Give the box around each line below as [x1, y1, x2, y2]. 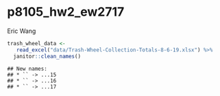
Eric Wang [7, 27, 36, 35]
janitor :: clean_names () [13, 53, 81, 60]
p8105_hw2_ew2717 [7, 4, 125, 20]
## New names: [7, 65, 48, 72]
